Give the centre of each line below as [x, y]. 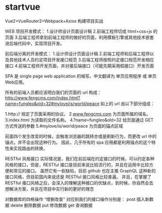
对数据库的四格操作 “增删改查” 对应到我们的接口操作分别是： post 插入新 [77, 199]
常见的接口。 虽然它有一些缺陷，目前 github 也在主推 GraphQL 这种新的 [85, 170]
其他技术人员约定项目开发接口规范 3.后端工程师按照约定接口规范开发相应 [81, 60]
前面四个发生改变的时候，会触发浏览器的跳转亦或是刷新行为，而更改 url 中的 [81, 136]
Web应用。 [16, 82]
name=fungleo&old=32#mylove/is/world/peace [52, 104]
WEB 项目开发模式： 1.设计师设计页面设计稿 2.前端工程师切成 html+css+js [79, 31]
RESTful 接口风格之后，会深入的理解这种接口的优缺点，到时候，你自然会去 [79, 183]
